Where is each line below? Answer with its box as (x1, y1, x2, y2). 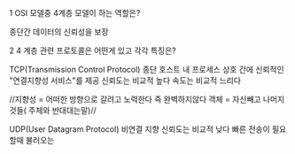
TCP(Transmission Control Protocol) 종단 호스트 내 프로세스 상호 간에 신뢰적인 (9, 65, 285, 74)
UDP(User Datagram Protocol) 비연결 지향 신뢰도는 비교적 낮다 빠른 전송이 (9, 124, 270, 135)
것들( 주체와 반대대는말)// (9, 105, 97, 115)
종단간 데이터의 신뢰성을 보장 (9, 27, 109, 37)
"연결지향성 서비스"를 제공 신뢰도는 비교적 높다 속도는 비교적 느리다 (9, 75, 242, 86)
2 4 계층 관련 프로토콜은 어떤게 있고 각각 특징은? (9, 45, 176, 56)
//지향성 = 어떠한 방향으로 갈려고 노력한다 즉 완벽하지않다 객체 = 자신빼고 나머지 (9, 94, 285, 104)
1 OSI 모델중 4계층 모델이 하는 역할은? (9, 8, 141, 18)
